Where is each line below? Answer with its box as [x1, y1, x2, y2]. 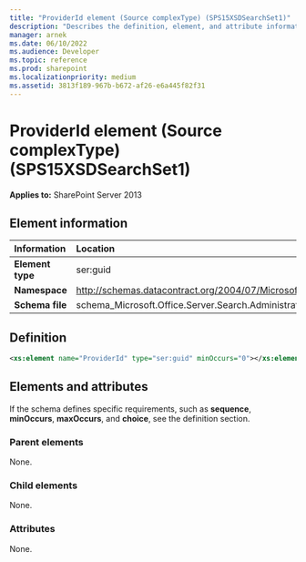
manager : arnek [9, 30, 67, 39]
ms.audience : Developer [9, 47, 100, 56]
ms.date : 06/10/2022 [9, 38, 88, 48]
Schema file [14, 299, 67, 312]
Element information [9, 215, 128, 230]
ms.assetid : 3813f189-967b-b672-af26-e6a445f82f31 [9, 81, 206, 90]
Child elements [9, 479, 78, 492]
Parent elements [9, 435, 84, 448]
